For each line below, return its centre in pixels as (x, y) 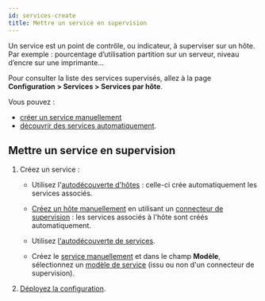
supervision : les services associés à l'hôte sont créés (120, 217)
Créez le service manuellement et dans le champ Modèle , (126, 257)
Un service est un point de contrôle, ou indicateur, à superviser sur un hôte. (132, 45)
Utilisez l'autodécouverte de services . (94, 241)
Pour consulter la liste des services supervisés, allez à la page (110, 78)
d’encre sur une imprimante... (56, 62)
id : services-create (42, 15)
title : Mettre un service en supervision (78, 23)
